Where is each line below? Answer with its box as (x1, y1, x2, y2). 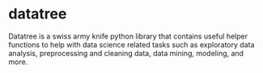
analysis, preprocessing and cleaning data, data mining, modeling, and (8, 48, 244, 58)
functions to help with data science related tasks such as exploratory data (8, 39, 255, 49)
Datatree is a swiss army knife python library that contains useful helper (8, 31, 248, 41)
